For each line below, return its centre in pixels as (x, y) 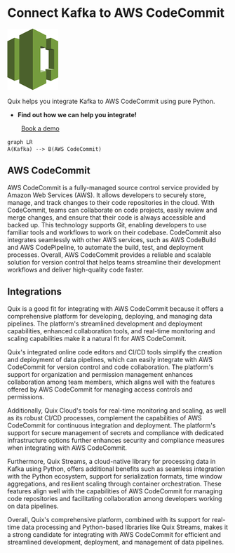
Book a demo (40, 128)
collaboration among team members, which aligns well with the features (111, 382)
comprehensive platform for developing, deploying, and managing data (110, 316)
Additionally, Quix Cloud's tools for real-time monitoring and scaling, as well (117, 410)
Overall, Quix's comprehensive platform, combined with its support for (109, 519)
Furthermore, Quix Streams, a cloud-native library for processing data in (112, 461)
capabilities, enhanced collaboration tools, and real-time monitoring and (111, 331)
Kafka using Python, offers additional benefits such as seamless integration (116, 469)
